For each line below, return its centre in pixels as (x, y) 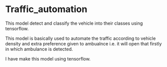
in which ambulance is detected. (39, 49)
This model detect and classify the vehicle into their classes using (74, 23)
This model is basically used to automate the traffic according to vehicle (80, 38)
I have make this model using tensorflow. (48, 58)
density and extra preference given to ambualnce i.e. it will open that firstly (83, 43)
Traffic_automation (46, 9)
